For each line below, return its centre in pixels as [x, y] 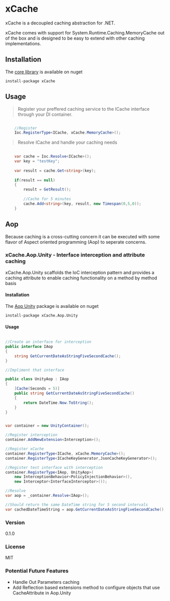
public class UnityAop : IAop [37, 379]
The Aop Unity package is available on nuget [52, 306]
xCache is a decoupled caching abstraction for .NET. [60, 23]
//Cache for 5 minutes [47, 199]
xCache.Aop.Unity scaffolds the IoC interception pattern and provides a [80, 272]
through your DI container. [45, 114]
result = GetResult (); [47, 189]
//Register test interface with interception [54, 467]
